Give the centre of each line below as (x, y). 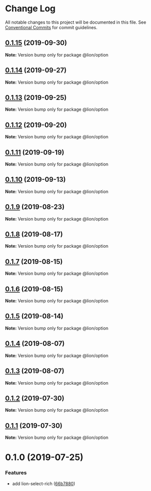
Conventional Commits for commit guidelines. (51, 27)
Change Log (30, 9)
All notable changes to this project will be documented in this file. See (76, 22)
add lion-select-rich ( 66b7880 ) (44, 484)
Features (16, 473)
